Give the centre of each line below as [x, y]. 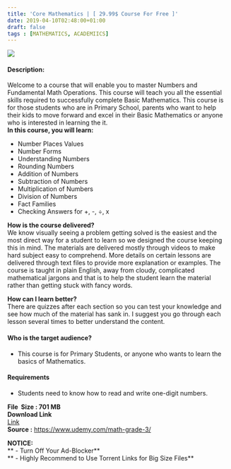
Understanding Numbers [53, 159]
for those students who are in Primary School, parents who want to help [112, 108]
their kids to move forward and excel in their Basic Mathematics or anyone [115, 115]
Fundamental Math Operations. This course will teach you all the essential [115, 93]
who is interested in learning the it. [58, 123]
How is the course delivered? [51, 225]
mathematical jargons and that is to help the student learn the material [109, 278]
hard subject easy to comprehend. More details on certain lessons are [109, 255]
